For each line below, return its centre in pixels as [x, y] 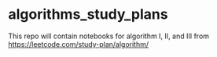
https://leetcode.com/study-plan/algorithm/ [79, 44]
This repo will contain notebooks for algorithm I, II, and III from [109, 36]
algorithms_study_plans [88, 14]
